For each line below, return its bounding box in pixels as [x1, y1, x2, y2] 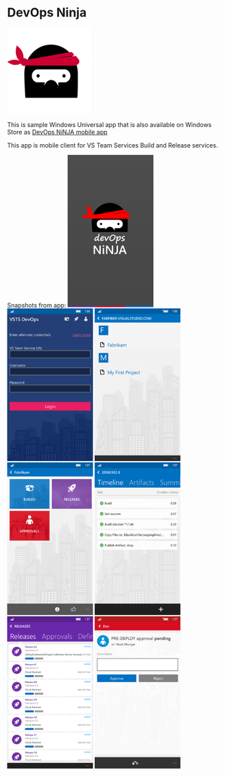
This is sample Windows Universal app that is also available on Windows [7, 120, 212, 128]
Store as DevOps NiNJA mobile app [7, 128, 108, 136]
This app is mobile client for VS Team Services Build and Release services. [7, 141, 218, 149]
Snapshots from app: [7, 301, 67, 309]
